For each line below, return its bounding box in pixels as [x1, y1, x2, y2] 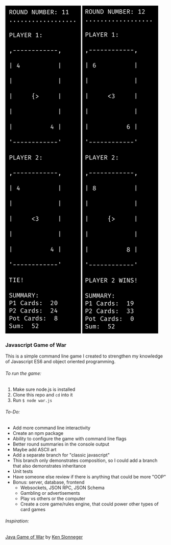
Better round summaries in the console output [12, 441, 110, 447]
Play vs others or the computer [20, 495, 86, 501]
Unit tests [12, 468, 33, 474]
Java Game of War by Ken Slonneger [5, 534, 83, 540]
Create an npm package [12, 430, 64, 436]
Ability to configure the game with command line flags [12, 435, 127, 442]
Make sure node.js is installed [12, 386, 76, 392]
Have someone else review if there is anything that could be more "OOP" [12, 473, 166, 479]
